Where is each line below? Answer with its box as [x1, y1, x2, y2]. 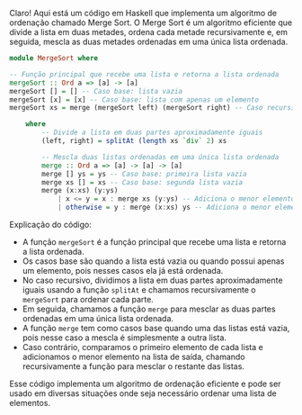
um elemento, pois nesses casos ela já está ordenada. [22, 266, 224, 275]
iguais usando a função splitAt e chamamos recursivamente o [22, 284, 256, 295]
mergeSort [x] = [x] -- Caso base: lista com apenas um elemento [9, 95, 259, 104]
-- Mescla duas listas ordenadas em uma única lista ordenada [41, 152, 280, 161]
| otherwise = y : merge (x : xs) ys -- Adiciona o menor [57, 203, 271, 212]
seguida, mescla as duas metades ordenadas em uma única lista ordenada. [9, 36, 289, 47]
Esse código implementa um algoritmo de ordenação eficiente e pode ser [9, 378, 281, 389]
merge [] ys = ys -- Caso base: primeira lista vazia [41, 169, 247, 178]
